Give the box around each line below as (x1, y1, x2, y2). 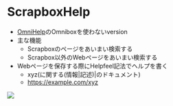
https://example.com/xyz (27, 78, 98, 86)
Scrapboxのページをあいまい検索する (27, 44, 133, 53)
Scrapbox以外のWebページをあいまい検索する (27, 53, 158, 62)
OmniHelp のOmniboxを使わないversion (16, 27, 128, 36)
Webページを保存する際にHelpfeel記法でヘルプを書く (16, 62, 168, 70)
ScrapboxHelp (7, 4, 91, 20)
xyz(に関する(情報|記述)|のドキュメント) (27, 70, 141, 79)
